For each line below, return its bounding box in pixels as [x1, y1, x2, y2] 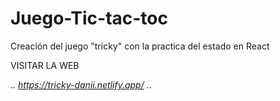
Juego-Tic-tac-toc [10, 7, 168, 30]
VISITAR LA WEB [10, 59, 80, 71]
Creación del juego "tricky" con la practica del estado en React [10, 40, 270, 52]
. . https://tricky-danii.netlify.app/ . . [10, 78, 152, 91]
